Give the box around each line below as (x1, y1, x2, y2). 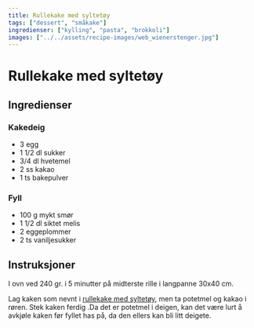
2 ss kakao (19, 165, 55, 174)
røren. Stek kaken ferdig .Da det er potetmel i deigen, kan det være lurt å (8, 303, 243, 312)
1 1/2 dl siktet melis (19, 219, 81, 228)
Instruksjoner (8, 258, 76, 272)
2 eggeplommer (19, 227, 72, 236)
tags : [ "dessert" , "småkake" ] (8, 19, 107, 27)
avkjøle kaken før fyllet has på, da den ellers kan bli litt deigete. (8, 311, 212, 320)
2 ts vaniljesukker (19, 235, 77, 245)
